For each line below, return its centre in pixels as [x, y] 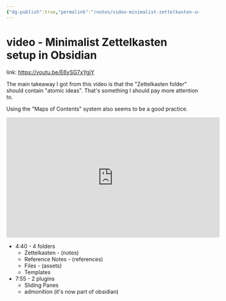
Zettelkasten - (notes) [51, 252]
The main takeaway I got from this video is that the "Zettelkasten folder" [97, 84]
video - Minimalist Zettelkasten [87, 42]
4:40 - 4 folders [35, 246]
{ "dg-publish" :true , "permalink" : [49, 12]
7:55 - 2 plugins [35, 278]
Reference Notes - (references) [64, 259]
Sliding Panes [41, 285]
